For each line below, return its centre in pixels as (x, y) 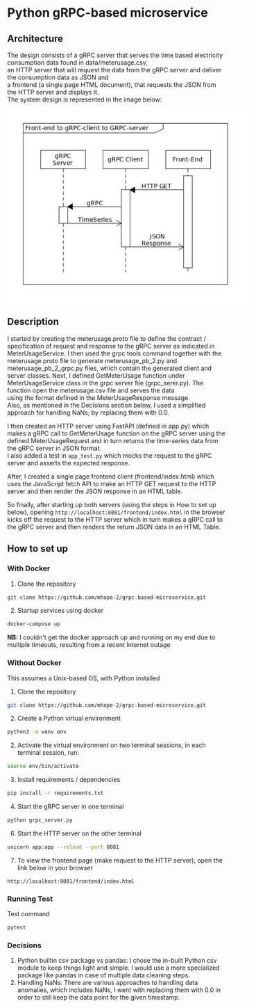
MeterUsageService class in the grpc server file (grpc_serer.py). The (105, 383)
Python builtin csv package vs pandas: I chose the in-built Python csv (117, 961)
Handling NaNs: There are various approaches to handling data (108, 983)
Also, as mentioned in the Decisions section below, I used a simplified (106, 405)
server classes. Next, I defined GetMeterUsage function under (96, 375)
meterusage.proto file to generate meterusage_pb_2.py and (92, 360)
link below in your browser (55, 867)
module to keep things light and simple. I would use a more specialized (118, 968)
